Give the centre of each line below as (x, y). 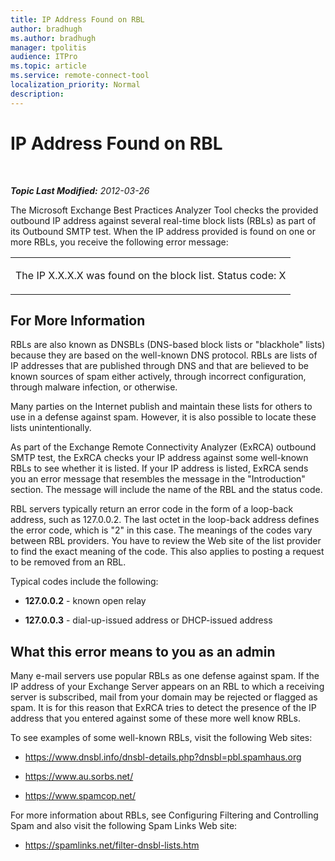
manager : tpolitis (48, 47)
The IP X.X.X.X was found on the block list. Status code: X (151, 275)
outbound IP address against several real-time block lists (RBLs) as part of (163, 220)
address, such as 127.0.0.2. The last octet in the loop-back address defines (165, 520)
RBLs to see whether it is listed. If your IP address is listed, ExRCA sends (159, 468)
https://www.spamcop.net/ (80, 796)
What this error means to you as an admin (143, 651)
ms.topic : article (48, 66)
